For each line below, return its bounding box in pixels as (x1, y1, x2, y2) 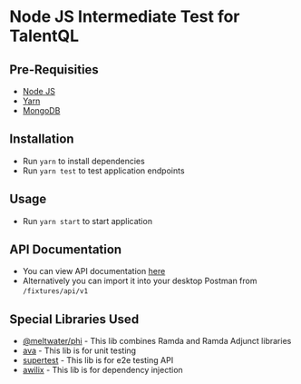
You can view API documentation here (22, 266, 166, 277)
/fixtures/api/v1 (22, 287, 89, 296)
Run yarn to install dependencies (22, 155, 145, 166)
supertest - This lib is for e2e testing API (22, 355, 174, 366)
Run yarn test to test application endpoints (22, 165, 185, 176)
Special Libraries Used (9, 311, 140, 327)
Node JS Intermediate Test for (9, 6, 240, 27)
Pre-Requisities (9, 62, 100, 77)
